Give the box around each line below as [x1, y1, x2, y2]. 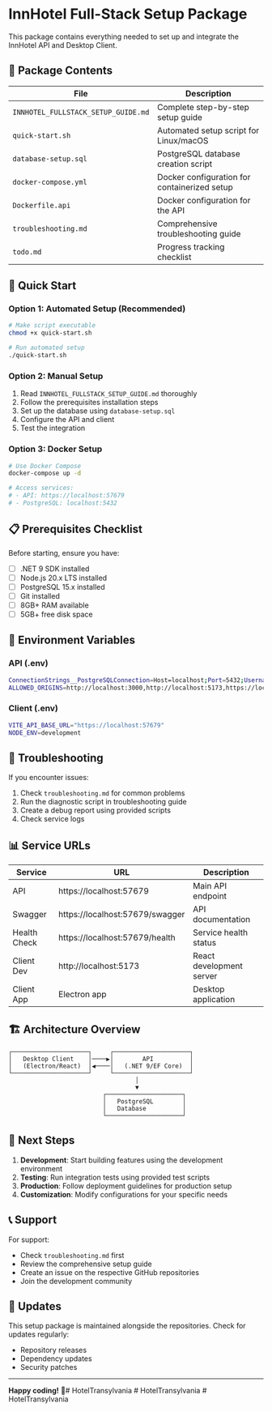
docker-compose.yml [12, 177, 87, 186]
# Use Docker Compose [8, 462, 82, 470]
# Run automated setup [8, 343, 85, 352]
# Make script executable [8, 322, 96, 330]
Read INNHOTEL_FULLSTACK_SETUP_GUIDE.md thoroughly [19, 389, 198, 399]
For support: [8, 1235, 50, 1244]
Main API [193, 881, 227, 892]
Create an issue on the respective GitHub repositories [19, 1267, 200, 1277]
